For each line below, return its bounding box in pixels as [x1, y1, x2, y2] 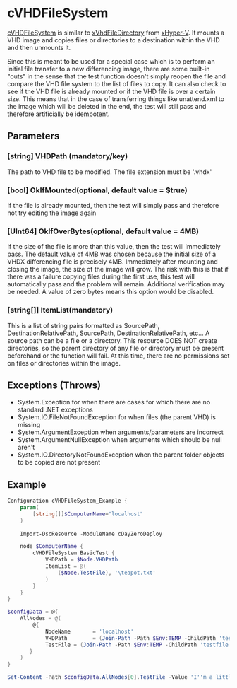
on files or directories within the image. [7, 358, 121, 367]
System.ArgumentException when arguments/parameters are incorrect [17, 428, 224, 436]
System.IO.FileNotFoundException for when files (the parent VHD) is [17, 413, 217, 421]
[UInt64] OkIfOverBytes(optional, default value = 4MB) [7, 226, 200, 236]
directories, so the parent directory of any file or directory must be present [7, 344, 224, 352]
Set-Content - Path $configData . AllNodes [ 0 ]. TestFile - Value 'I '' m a [7, 674, 213, 681]
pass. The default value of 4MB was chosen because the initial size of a [7, 250, 217, 259]
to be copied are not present [17, 458, 101, 467]
